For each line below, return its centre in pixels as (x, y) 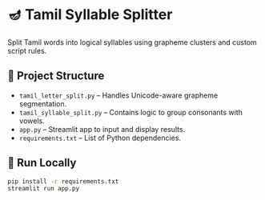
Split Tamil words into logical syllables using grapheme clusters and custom (132, 42)
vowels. (32, 121)
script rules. (27, 50)
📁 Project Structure (56, 76)
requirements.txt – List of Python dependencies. (100, 138)
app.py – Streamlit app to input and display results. (102, 129)
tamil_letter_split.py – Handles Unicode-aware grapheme (118, 95)
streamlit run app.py (44, 189)
